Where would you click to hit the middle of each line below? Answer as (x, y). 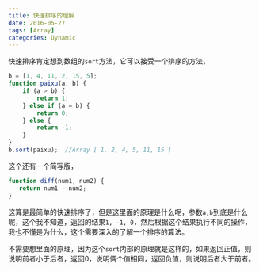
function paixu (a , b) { (48, 84)
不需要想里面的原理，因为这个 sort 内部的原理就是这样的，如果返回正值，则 (130, 248)
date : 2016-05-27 (37, 23)
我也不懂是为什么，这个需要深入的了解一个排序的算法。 (98, 231)
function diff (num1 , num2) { (56, 181)
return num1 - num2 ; (53, 188)
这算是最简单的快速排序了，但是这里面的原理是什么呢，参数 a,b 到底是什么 (128, 212)
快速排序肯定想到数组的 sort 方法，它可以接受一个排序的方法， (109, 61)
